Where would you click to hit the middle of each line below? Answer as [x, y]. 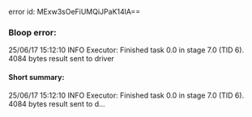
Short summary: [36, 77]
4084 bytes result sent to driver [62, 59]
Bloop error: [32, 32]
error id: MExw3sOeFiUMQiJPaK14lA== [74, 12]
